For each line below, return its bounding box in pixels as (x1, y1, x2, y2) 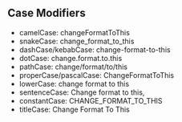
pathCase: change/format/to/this (18, 62, 127, 71)
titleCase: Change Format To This (18, 104, 130, 114)
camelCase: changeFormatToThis (18, 27, 130, 37)
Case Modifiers (7, 6, 86, 20)
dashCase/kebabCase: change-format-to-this (18, 44, 171, 55)
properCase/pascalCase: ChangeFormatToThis (18, 70, 175, 79)
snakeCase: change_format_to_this (18, 36, 135, 46)
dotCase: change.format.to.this (18, 53, 123, 63)
